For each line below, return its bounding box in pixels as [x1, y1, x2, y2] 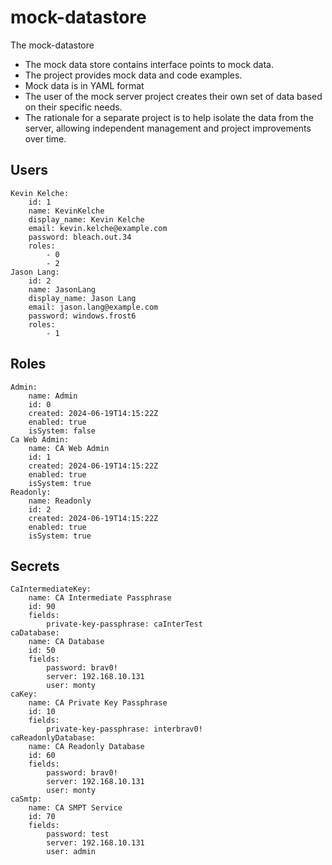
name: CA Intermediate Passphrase [28, 593, 172, 603]
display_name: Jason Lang [28, 293, 137, 303]
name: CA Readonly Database [28, 742, 145, 752]
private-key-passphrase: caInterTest [46, 619, 203, 630]
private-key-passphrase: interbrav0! [46, 724, 203, 735]
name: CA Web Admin [28, 443, 110, 453]
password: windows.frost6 [28, 311, 137, 321]
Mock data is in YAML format [24, 79, 145, 91]
